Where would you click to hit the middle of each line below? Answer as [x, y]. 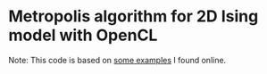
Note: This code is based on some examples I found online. [117, 60]
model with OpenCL [83, 35]
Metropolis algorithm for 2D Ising [133, 16]
